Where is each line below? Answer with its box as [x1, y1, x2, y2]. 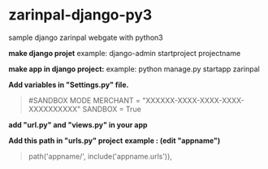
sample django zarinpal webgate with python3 [8, 32, 164, 42]
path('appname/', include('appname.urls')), [28, 151, 173, 161]
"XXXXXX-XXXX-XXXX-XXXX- [141, 95, 245, 105]
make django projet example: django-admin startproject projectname [8, 48, 241, 58]
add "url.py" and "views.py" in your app [8, 119, 148, 129]
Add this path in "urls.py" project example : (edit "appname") [8, 136, 221, 145]
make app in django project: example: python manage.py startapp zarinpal [8, 63, 260, 74]
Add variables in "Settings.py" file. [8, 80, 129, 89]
